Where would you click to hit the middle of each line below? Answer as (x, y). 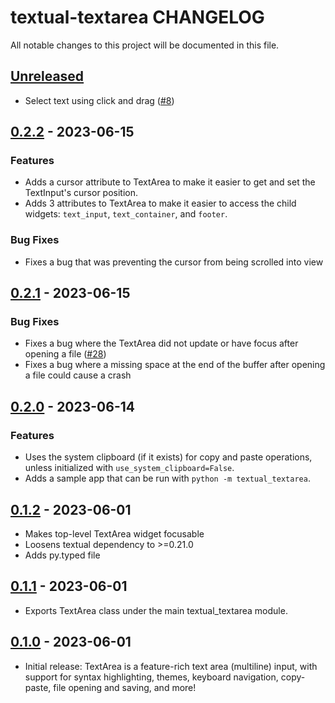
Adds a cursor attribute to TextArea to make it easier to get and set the (170, 182)
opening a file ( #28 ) (65, 354)
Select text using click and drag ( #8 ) (99, 100)
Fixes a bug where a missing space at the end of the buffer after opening (175, 365)
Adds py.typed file (62, 555)
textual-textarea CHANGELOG (137, 17)
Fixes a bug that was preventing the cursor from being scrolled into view (174, 262)
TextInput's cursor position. (81, 193)
